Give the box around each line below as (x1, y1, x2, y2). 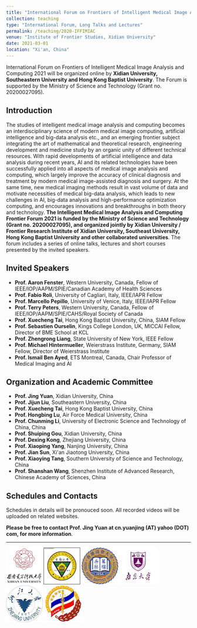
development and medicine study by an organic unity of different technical (6, 146, 186, 153)
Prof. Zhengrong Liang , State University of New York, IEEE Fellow (14, 335, 174, 342)
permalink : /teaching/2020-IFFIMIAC (6, 28, 96, 34)
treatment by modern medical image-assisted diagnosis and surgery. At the (6, 177, 189, 185)
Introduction (6, 106, 53, 116)
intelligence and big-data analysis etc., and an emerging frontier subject (6, 133, 180, 141)
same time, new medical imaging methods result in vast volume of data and (6, 183, 189, 191)
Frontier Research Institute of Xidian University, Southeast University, (6, 227, 180, 235)
